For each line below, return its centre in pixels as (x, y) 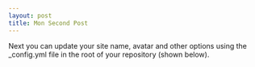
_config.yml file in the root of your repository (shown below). (109, 54)
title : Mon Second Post (48, 23)
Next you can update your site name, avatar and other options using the (128, 45)
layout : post (30, 16)
